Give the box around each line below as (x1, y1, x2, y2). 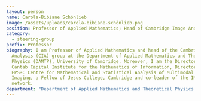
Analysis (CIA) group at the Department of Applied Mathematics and (11, 53, 186, 59)
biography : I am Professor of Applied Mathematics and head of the (6, 48, 178, 53)
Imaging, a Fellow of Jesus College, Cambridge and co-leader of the (11, 75, 188, 81)
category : (6, 31, 31, 37)
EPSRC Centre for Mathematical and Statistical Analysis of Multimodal (11, 70, 194, 75)
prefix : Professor (6, 42, 52, 48)
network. (11, 81, 33, 87)
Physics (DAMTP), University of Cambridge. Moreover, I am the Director (11, 58, 197, 64)
